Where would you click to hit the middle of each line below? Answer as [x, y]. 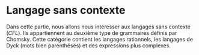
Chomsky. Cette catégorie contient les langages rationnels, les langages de [100, 39]
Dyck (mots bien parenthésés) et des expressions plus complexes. [89, 46]
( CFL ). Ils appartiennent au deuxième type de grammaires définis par [92, 33]
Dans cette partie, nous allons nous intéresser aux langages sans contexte [98, 27]
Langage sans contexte [66, 10]
